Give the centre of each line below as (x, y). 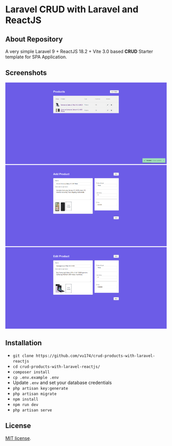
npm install (25, 399)
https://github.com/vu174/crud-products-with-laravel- (95, 356)
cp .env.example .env (36, 377)
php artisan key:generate (40, 388)
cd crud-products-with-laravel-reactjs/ (56, 367)
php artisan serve (32, 410)
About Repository (34, 39)
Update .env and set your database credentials (62, 383)
